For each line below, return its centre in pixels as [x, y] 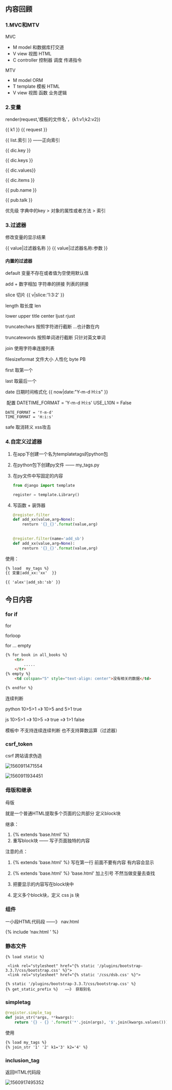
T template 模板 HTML [36, 86]
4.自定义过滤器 [24, 442]
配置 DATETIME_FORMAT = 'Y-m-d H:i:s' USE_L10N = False [69, 403]
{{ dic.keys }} [19, 160]
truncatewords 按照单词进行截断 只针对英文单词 [56, 338]
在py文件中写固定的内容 [38, 476]
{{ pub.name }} [21, 190]
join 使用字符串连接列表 [30, 348]
